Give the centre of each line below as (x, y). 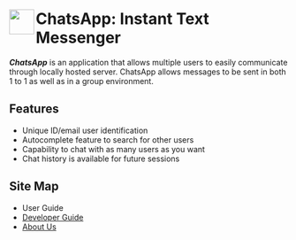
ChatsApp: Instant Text (122, 19)
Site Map (34, 186)
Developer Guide (53, 217)
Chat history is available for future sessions (101, 159)
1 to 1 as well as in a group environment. (82, 81)
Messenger (79, 38)
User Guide (42, 207)
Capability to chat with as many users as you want (114, 149)
